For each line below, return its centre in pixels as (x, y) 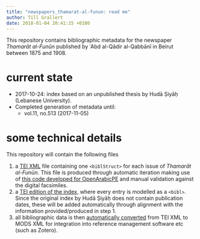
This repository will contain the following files (62, 155)
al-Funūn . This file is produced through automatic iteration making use (102, 173)
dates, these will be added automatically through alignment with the (99, 205)
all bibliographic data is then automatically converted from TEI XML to (102, 217)
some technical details (64, 138)
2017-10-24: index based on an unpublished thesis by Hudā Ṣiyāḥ (96, 94)
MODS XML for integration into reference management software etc (99, 224)
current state (40, 78)
